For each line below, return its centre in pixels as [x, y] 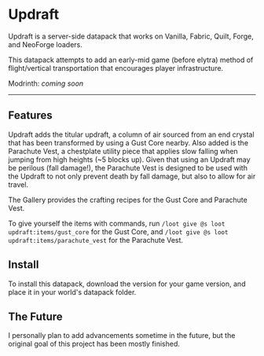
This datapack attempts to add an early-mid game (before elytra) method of [131, 60]
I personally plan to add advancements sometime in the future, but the [122, 336]
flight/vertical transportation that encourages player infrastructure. [116, 68]
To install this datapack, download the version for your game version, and [127, 284]
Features [30, 116]
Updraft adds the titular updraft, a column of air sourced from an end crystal [131, 134]
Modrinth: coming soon [46, 83]
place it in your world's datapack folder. [72, 292]
